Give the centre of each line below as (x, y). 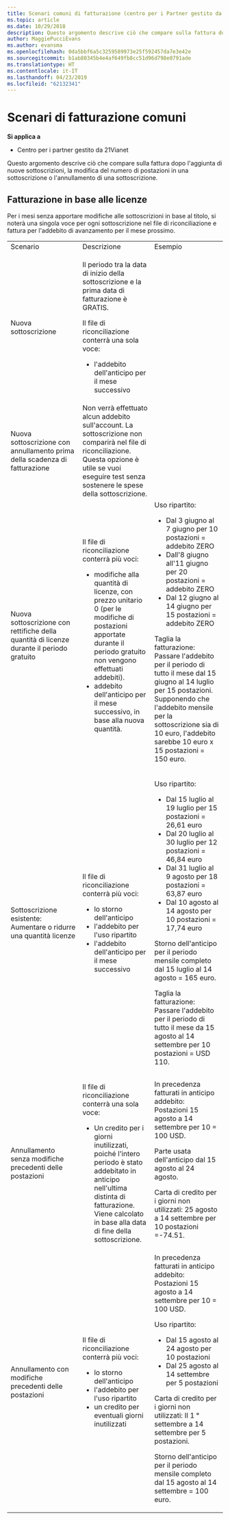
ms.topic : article (33, 20)
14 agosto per (189, 911)
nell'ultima (111, 1188)
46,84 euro (184, 859)
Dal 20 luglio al (190, 833)
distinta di (110, 1197)
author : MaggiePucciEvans (44, 39)
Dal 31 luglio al (190, 868)
